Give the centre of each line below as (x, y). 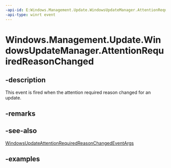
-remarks (20, 113)
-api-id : (15, 10)
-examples (23, 159)
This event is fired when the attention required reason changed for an (78, 92)
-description (25, 80)
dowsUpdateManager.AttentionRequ (85, 51)
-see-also (21, 131)
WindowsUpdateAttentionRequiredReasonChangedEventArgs (69, 143)
